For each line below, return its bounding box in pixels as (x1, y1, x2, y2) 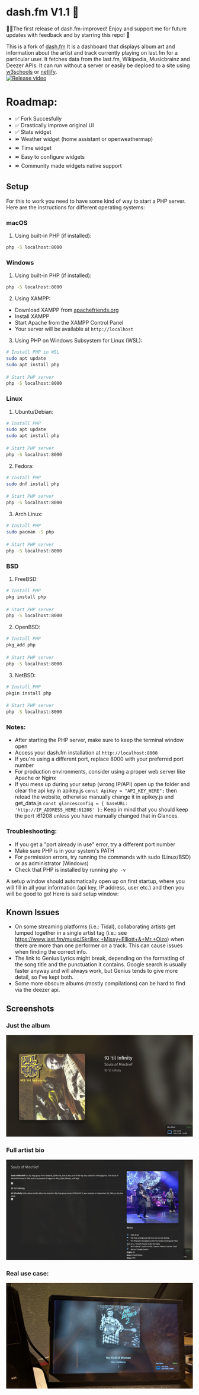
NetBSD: (14, 671, 36, 678)
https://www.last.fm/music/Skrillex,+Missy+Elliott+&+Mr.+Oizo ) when (14, 936, 185, 943)
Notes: (6, 722, 26, 731)
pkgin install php (6, 690, 52, 696)
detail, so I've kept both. (14, 973, 74, 981)
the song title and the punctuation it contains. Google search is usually (14, 961, 187, 968)
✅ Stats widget (14, 128, 52, 136)
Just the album (6, 1021, 50, 1029)
